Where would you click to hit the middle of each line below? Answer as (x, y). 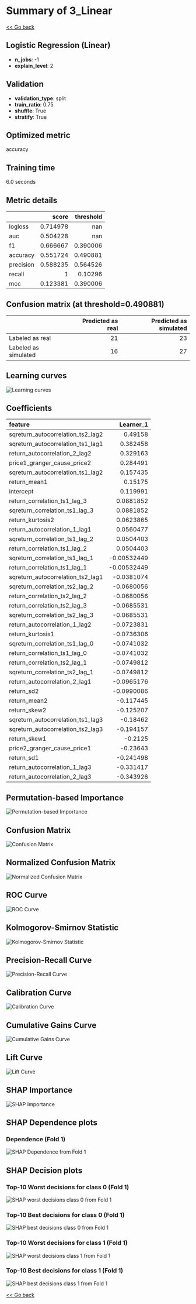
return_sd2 (24, 691)
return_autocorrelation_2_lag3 (50, 777)
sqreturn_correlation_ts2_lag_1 (51, 672)
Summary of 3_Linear (59, 11)
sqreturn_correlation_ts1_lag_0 (51, 644)
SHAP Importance (39, 1090)
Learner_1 (134, 424)
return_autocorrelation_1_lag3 (50, 767)
